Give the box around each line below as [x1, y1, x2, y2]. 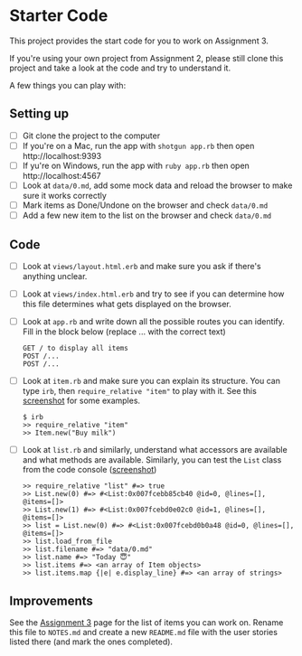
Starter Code [9, 5, 109, 26]
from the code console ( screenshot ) [22, 464, 157, 475]
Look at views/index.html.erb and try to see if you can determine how [22, 288, 285, 299]
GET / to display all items [22, 344, 128, 353]
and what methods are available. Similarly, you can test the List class [22, 455, 282, 465]
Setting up [9, 106, 70, 122]
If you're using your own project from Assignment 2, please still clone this [9, 52, 284, 63]
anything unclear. [22, 271, 88, 281]
